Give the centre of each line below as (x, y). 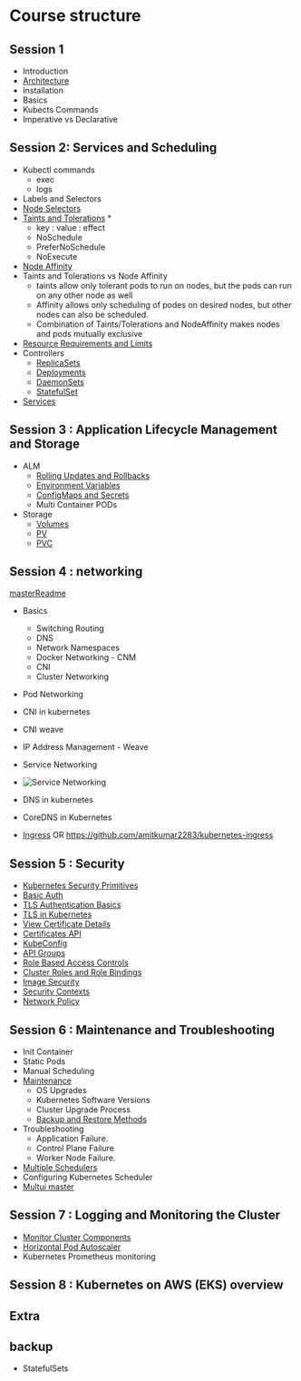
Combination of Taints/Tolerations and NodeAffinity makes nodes (158, 324)
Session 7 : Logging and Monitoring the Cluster (145, 1215)
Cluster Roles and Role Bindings (82, 972)
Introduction (45, 71)
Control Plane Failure (75, 1149)
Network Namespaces (78, 648)
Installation (43, 90)
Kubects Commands (60, 109)
